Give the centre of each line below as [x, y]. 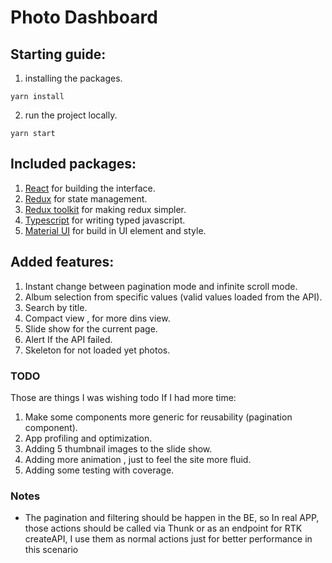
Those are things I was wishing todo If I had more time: [123, 397]
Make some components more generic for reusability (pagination [158, 417]
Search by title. [56, 307]
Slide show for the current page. [91, 328]
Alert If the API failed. [68, 339]
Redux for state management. [86, 198]
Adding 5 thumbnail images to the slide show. [118, 448]
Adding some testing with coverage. [99, 470]
